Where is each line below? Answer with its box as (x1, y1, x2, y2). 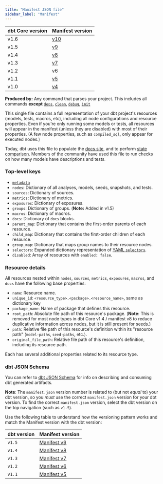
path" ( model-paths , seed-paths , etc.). (12, 332, 87, 337)
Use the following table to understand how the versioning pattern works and (5, 414, 158, 420)
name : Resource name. (12, 290, 56, 296)
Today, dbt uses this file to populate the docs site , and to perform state (5, 146, 147, 151)
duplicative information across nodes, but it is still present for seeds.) (12, 321, 151, 327)
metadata (12, 180, 30, 185)
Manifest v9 (39, 439, 67, 446)
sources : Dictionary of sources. (12, 189, 74, 195)
